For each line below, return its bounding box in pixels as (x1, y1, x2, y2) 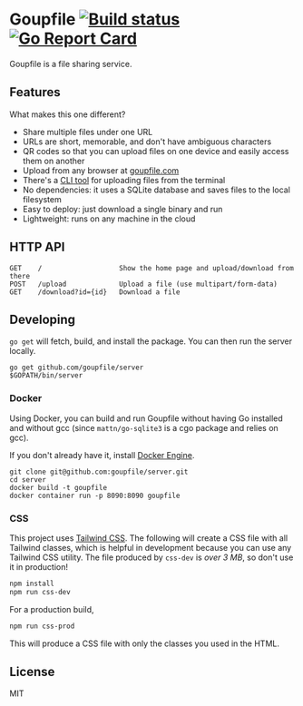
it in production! (9, 561, 69, 572)
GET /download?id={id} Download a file (9, 287, 181, 297)
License (9, 663, 55, 680)
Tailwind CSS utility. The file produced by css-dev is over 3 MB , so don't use (9, 552, 294, 563)
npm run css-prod (9, 622, 75, 631)
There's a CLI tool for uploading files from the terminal (22, 174, 226, 185)
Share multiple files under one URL (22, 126, 153, 137)
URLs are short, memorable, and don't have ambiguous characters (22, 136, 272, 147)
